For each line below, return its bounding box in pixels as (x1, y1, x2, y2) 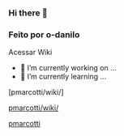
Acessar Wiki (8, 48, 53, 57)
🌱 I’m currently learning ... (19, 72, 107, 82)
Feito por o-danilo (8, 28, 80, 40)
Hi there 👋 (8, 7, 49, 19)
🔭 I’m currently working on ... (19, 63, 117, 73)
